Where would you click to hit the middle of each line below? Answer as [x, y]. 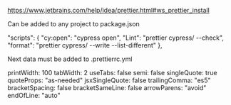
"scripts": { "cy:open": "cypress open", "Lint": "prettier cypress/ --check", [116, 38]
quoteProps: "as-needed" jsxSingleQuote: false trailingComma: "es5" [109, 80]
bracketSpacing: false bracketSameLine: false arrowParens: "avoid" [107, 88]
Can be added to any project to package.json [74, 24]
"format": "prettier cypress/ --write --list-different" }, [85, 45]
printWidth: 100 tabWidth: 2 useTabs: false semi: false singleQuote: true [112, 73]
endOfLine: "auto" [34, 95]
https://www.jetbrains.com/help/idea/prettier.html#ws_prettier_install [109, 10]
